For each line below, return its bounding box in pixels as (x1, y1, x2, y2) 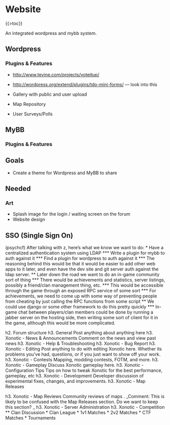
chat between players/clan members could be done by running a (18, 309, 154, 315)
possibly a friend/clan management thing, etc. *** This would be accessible (5, 282, 163, 288)
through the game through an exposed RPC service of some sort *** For (5, 288, 156, 294)
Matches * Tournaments (5, 415, 56, 421)
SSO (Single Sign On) (5, 231, 74, 240)
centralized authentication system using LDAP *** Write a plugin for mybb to (5, 250, 165, 256)
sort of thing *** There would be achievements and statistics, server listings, (5, 277, 165, 283)
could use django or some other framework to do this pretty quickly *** (5, 304, 155, 310)
